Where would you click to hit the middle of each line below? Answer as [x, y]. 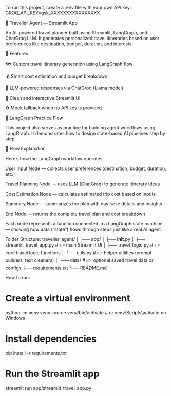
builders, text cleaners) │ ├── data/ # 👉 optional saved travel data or [79, 260]
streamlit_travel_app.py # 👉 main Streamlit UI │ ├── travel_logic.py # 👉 [83, 245]
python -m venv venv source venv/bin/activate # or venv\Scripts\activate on [86, 312]
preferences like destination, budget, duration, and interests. [69, 44]
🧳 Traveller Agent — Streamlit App [42, 23]
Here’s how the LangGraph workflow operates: [55, 158]
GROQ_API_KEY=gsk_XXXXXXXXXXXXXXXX [53, 13]
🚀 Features [17, 54]
